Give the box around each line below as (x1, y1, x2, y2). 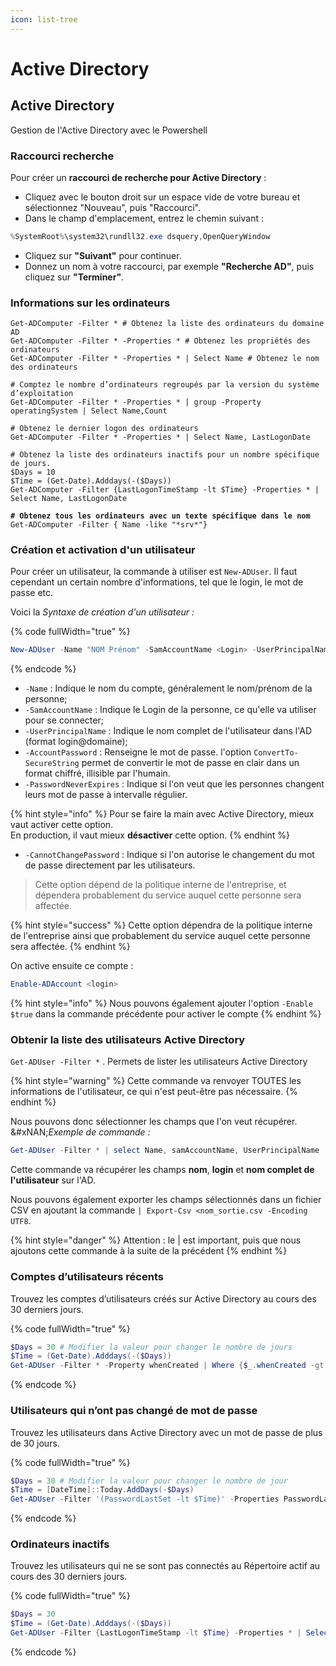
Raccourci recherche (10, 149, 115, 163)
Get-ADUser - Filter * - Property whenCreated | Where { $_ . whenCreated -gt (10, 1361, 325, 1371)
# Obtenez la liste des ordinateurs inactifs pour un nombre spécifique (10, 450, 320, 460)
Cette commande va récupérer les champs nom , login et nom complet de (10, 1164, 315, 1176)
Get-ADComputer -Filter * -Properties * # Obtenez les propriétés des (10, 336, 311, 346)
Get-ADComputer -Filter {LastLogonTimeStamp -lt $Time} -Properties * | (10, 485, 320, 495)
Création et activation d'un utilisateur (10, 543, 196, 557)
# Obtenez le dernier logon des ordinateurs (10, 424, 199, 434)
